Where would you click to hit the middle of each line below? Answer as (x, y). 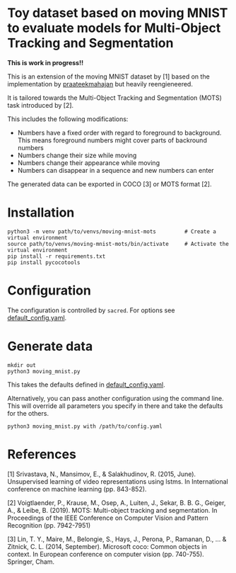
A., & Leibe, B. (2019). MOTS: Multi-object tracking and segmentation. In (112, 510)
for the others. (28, 413)
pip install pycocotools (44, 262)
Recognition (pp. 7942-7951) (49, 525)
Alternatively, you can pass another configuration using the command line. (116, 398)
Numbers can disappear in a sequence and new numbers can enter (116, 170)
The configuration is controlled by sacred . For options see (91, 310)
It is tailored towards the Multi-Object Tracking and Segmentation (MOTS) (115, 98)
